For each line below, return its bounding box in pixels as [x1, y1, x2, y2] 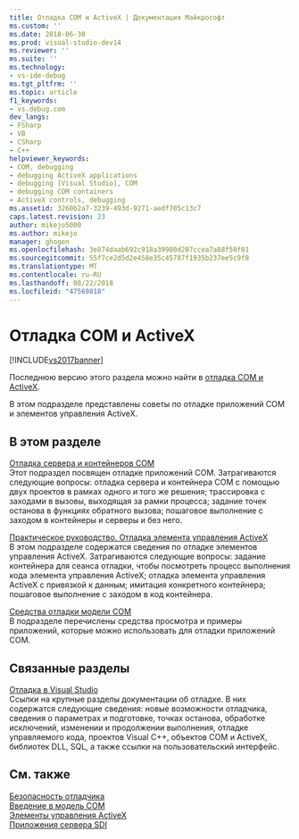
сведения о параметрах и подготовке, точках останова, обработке [9, 713, 266, 724]
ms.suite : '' [9, 54, 58, 63]
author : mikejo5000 [9, 220, 82, 229]
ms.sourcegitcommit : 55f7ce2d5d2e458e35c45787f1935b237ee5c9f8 [9, 253, 250, 263]
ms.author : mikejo [9, 228, 78, 237]
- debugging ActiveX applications [9, 170, 138, 179]
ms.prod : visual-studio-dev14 [9, 37, 122, 47]
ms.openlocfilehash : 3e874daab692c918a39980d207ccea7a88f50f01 [9, 245, 250, 254]
